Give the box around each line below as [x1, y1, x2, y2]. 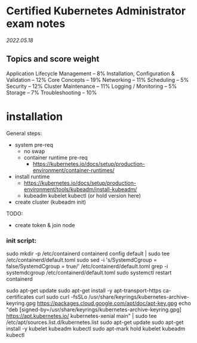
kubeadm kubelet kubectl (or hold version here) [23, 192, 141, 199]
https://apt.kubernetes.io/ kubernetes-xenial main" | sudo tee [6, 312, 157, 319]
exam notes [6, 17, 66, 30]
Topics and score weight [6, 54, 100, 64]
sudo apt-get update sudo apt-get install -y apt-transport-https [6, 287, 162, 294]
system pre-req [14, 141, 54, 148]
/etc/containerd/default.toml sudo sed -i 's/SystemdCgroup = [6, 256, 157, 264]
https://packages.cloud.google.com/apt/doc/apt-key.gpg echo [36, 299, 191, 307]
